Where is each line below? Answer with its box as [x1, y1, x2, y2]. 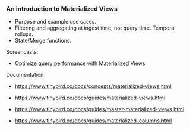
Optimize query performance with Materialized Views [14, 60, 145, 67]
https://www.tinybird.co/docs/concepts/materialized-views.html [14, 83, 172, 90]
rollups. [14, 31, 34, 38]
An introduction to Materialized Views [6, 5, 118, 13]
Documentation [6, 71, 44, 79]
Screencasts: [6, 48, 39, 56]
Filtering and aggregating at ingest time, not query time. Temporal [14, 24, 176, 31]
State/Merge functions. [14, 37, 72, 44]
